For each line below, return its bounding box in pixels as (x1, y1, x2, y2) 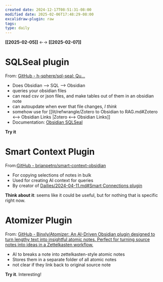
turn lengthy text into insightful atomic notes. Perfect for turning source (5, 236, 150, 242)
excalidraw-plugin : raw (5, 16, 54, 21)
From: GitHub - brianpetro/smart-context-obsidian (5, 163, 106, 168)
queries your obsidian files (12, 88, 67, 94)
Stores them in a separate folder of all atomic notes (12, 256, 117, 262)
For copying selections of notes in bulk (12, 172, 91, 178)
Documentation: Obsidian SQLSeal (12, 119, 83, 125)
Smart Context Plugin (5, 146, 95, 157)
